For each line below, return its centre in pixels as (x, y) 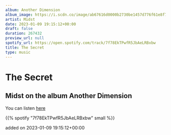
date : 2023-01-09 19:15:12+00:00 (41, 24)
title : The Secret (25, 48)
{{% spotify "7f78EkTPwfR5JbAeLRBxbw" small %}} (60, 118)
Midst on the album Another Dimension (69, 96)
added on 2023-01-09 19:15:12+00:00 (45, 127)
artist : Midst (20, 19)
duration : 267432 (24, 33)
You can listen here (25, 108)
